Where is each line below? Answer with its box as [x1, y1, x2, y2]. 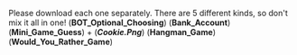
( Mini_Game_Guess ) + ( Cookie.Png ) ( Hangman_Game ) [8, 27, 216, 37]
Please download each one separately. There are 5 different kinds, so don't [8, 8, 288, 18]
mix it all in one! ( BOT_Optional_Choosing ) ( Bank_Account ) [8, 17, 231, 28]
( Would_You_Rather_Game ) [8, 36, 114, 47]
